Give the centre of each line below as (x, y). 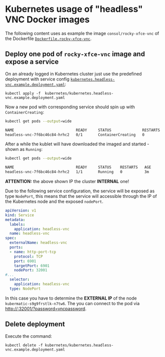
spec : (11, 238)
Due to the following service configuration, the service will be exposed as (80, 191)
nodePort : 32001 (31, 270)
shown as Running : (24, 149)
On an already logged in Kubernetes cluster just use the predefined (74, 74)
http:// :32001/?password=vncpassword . (46, 309)
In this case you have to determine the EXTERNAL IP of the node (71, 298)
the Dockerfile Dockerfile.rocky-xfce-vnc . (48, 39)
